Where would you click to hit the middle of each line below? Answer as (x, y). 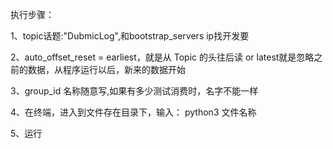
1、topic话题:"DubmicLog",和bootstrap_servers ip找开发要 (130, 36)
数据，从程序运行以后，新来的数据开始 (106, 69)
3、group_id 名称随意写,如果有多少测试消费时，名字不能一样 (134, 91)
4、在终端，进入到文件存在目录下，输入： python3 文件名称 (133, 112)
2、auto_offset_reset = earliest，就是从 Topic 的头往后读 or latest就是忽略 (162, 57)
